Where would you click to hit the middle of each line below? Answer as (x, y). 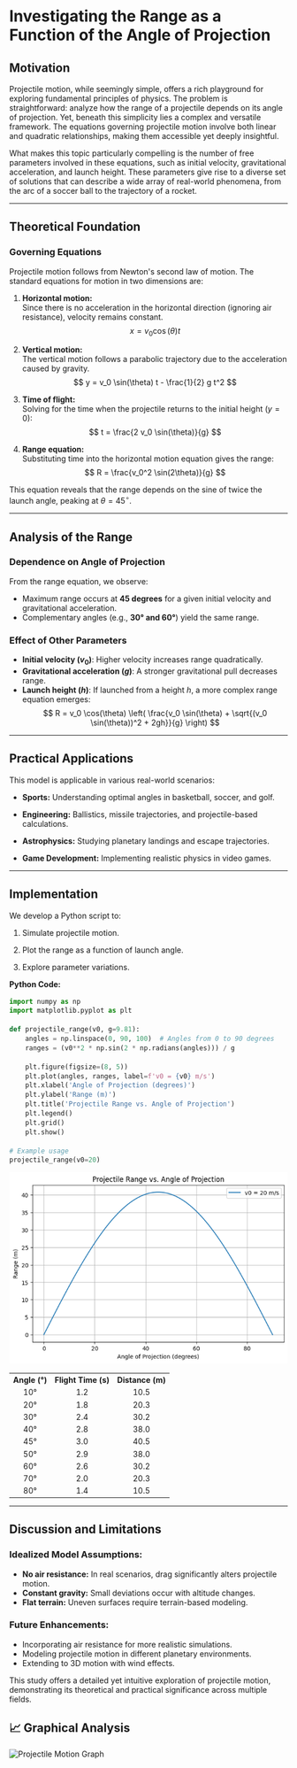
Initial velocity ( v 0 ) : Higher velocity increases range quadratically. (142, 660)
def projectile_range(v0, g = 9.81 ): (75, 1030)
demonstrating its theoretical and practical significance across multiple (138, 1689)
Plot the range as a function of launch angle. (103, 950)
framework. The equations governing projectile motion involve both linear (143, 127)
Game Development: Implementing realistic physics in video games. (147, 858)
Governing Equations (55, 252)
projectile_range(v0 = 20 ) (55, 1160)
